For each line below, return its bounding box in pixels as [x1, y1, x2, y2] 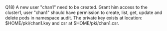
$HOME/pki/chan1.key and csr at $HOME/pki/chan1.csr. [5, 20, 120, 26]
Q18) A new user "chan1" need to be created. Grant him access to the [5, 4, 148, 10]
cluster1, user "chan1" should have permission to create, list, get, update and [5, 9, 163, 15]
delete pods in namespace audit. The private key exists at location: [5, 15, 143, 20]
